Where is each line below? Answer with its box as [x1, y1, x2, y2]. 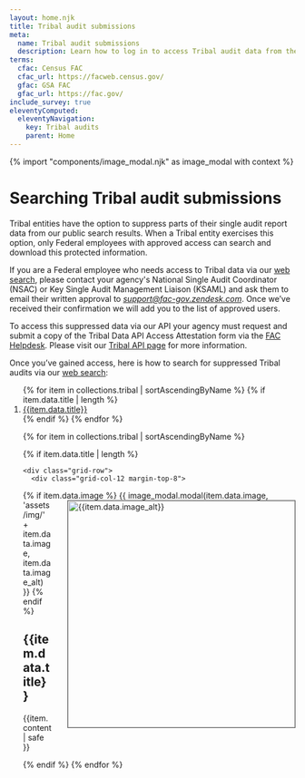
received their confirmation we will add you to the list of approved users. [9, 303, 280, 314]
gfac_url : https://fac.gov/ [17, 89, 124, 98]
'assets [22, 500, 50, 511]
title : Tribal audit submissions [9, 22, 136, 31]
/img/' [22, 509, 45, 520]
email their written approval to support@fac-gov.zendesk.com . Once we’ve [9, 293, 290, 304]
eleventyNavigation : [17, 114, 95, 123]
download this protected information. [9, 247, 148, 258]
